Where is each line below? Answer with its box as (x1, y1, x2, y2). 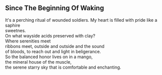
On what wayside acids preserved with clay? (5, 33, 96, 38)
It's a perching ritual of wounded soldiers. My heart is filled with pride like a (5, 17, 158, 23)
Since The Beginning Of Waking (5, 4, 104, 12)
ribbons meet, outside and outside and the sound (5, 43, 105, 49)
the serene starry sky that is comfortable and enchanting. (5, 64, 121, 70)
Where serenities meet (5, 38, 51, 44)
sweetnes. (5, 27, 26, 34)
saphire (5, 22, 21, 28)
